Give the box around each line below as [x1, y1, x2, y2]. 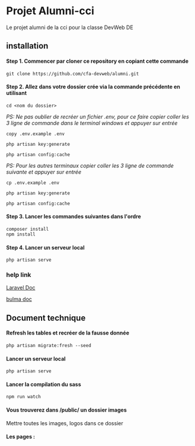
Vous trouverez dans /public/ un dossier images [6, 406, 127, 413]
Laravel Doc [6, 284, 36, 291]
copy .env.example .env [6, 130, 65, 137]
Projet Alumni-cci [6, 4, 95, 18]
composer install [6, 226, 49, 232]
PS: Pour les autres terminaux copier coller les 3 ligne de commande [6, 162, 174, 169]
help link [6, 271, 31, 279]
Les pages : [6, 433, 36, 440]
